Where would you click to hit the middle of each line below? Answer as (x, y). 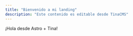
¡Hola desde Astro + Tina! (31, 28)
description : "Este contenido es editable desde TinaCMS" (67, 14)
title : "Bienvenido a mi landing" (41, 10)
